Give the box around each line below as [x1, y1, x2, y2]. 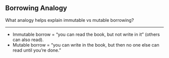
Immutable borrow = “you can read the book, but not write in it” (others [12, 31, 160, 37]
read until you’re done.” [12, 47, 61, 53]
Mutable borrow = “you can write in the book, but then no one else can [12, 42, 159, 48]
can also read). [12, 37, 44, 43]
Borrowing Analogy [5, 4, 67, 12]
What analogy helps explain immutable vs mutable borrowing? [5, 17, 134, 23]
